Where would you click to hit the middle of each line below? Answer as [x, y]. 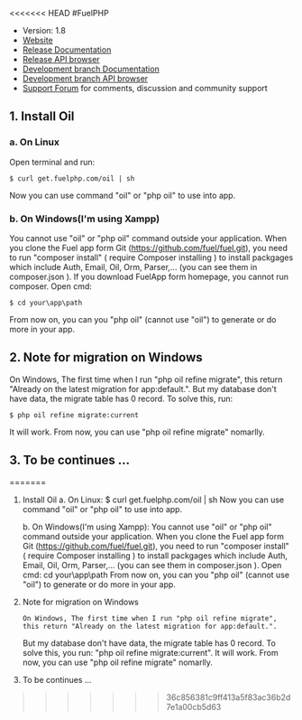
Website [38, 40]
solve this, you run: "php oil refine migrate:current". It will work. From [150, 652]
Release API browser [61, 59]
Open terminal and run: [52, 162]
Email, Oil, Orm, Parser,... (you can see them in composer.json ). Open [152, 565]
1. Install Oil [42, 117]
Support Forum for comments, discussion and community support [145, 88]
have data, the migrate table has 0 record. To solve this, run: [121, 398]
